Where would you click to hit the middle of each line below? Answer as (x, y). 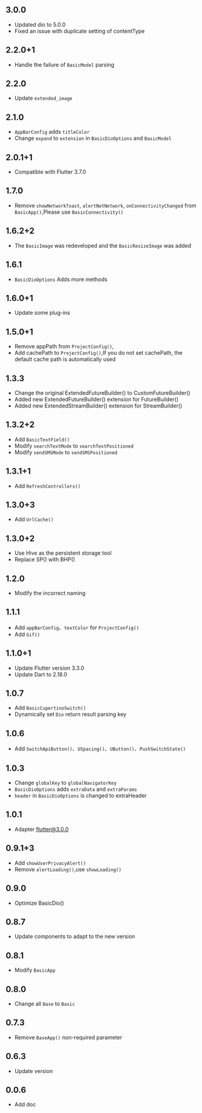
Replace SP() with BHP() (45, 560)
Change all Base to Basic (44, 1003)
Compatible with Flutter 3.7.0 (50, 172)
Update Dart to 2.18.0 (41, 674)
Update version (34, 1071)
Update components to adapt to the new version (75, 936)
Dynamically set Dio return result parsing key (70, 715)
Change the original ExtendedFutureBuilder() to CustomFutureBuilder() (103, 392)
